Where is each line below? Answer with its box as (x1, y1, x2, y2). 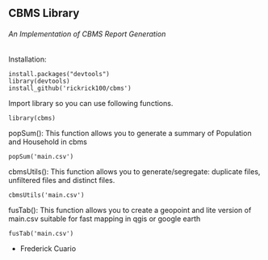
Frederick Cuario (19, 243, 77, 254)
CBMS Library (8, 6, 80, 20)
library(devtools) (8, 77, 70, 85)
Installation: (8, 54, 47, 64)
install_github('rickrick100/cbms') (8, 84, 132, 92)
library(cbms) (8, 113, 57, 122)
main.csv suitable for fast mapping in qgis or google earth (8, 214, 201, 224)
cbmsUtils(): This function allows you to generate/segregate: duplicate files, (8, 166, 261, 177)
